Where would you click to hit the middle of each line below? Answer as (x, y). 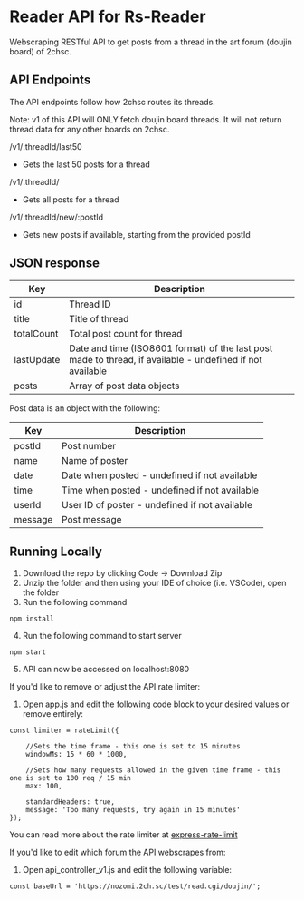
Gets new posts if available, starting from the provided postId (136, 234)
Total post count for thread (126, 333)
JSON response (54, 264)
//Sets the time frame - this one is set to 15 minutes (133, 747)
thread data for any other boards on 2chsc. (90, 129)
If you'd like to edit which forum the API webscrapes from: (118, 852)
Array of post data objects (124, 386)
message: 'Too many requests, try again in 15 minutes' (133, 810)
